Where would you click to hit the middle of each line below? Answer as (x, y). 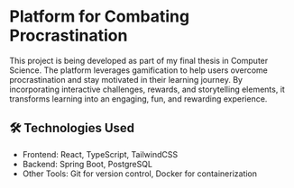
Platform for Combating (100, 17)
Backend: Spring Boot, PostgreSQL (87, 164)
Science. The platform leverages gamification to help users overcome (139, 70)
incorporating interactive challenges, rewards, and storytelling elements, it (147, 89)
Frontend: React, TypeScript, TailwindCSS (100, 154)
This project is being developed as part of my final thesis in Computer (139, 60)
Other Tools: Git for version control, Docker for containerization (140, 174)
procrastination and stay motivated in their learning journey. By (126, 79)
